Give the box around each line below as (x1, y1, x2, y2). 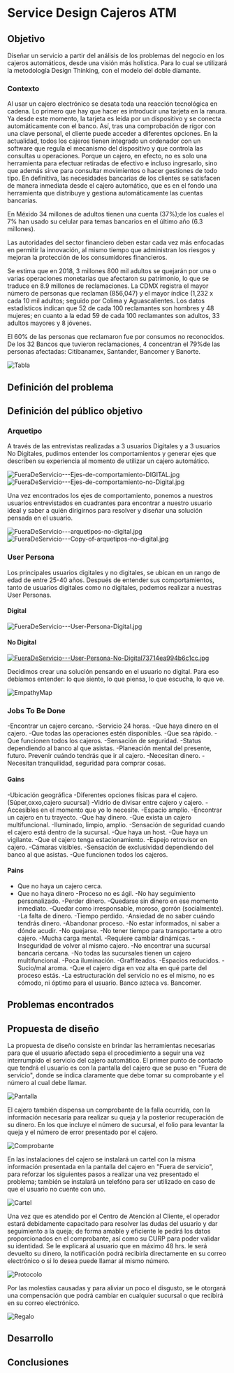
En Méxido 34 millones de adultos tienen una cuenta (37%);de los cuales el (7, 210, 224, 219)
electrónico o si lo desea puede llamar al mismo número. (7, 1256, 170, 1265)
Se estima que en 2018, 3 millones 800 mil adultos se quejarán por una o (7, 267, 217, 275)
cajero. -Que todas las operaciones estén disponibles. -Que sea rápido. (7, 729, 213, 738)
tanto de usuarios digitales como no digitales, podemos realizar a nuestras (7, 583, 222, 591)
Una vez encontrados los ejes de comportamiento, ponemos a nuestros (7, 492, 213, 500)
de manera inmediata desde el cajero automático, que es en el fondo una (7, 181, 218, 190)
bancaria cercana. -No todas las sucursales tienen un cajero (17, 948, 191, 957)
